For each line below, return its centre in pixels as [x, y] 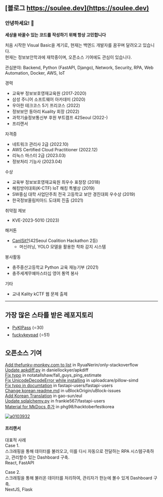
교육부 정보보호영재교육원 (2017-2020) [49, 93]
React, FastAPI [20, 463]
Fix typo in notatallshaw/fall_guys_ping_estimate [53, 375]
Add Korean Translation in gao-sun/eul [44, 396]
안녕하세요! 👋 [20, 23]
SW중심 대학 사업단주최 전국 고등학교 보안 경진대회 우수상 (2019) [74, 194]
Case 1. [12, 445]
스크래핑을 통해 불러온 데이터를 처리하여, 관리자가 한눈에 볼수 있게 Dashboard [79, 478]
